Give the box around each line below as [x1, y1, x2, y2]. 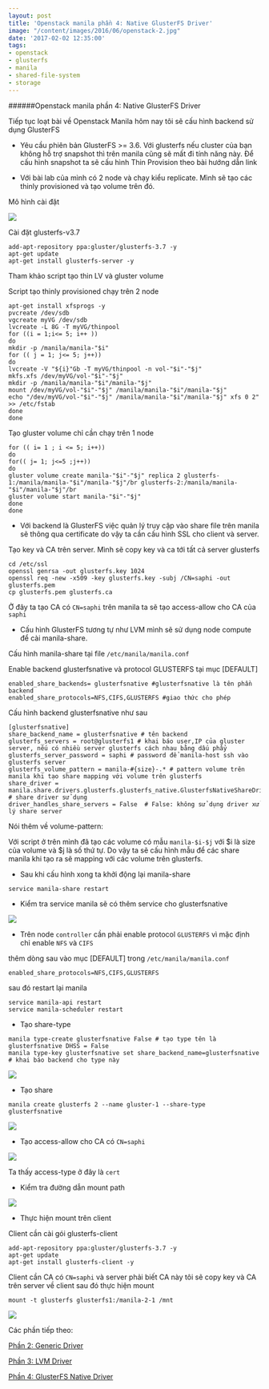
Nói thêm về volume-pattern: [8, 821, 104, 831]
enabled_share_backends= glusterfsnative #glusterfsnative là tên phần [8, 680, 252, 688]
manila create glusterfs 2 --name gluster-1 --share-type [8, 1100, 206, 1109]
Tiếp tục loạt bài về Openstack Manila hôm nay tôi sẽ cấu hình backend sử [8, 116, 254, 126]
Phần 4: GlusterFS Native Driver [8, 1371, 114, 1381]
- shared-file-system [8, 71, 81, 79]
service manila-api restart [8, 998, 102, 1006]
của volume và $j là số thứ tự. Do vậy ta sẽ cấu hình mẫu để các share [8, 845, 240, 855]
